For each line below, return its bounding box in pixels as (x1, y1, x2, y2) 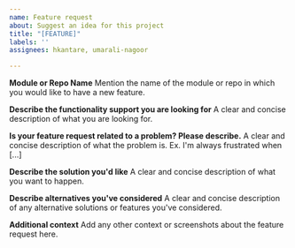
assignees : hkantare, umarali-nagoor (9, 46, 149, 55)
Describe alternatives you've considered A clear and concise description (9, 193, 281, 204)
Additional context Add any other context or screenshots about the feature (9, 220, 284, 230)
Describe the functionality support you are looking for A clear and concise (9, 104, 286, 115)
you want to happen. (9, 176, 84, 186)
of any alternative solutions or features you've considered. (9, 202, 223, 213)
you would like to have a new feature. (9, 87, 146, 98)
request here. (9, 229, 58, 239)
